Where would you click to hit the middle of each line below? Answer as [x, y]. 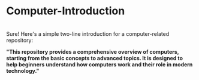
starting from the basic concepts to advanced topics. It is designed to [95, 58]
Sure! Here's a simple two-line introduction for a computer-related [88, 33]
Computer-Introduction [66, 11]
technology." [23, 70]
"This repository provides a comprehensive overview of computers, [93, 51]
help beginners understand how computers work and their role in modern [99, 64]
